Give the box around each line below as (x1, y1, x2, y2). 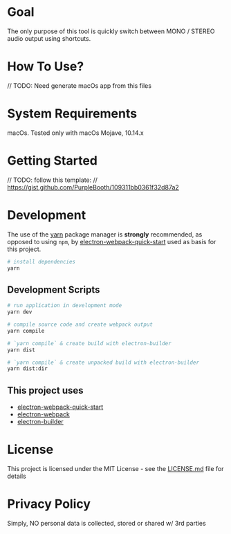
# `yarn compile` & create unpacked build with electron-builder (7, 359, 199, 366)
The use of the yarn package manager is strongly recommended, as (7, 230, 203, 239)
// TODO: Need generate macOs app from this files (7, 81, 152, 90)
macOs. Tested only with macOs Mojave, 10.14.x (7, 129, 144, 137)
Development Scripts (7, 284, 100, 295)
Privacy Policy (7, 496, 91, 512)
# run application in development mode (7, 302, 122, 309)
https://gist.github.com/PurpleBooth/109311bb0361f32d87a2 (7, 183, 180, 191)
